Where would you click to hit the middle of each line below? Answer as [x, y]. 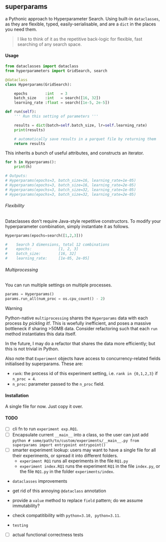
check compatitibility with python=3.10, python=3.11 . [66, 515]
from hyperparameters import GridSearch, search [56, 71]
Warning [14, 308]
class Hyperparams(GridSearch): [38, 84]
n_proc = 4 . [24, 379]
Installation [17, 395]
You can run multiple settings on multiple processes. [59, 285]
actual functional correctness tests [48, 535]
